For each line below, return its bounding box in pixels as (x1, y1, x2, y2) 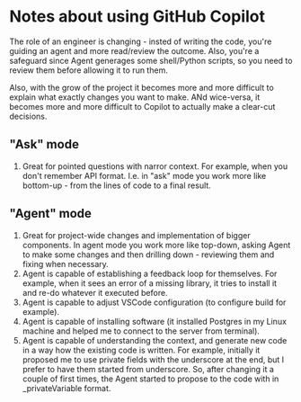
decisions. (9, 111, 48, 121)
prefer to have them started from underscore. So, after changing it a (22, 363, 274, 374)
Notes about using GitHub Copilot (9, 6, 266, 27)
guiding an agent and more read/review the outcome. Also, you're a (9, 45, 260, 56)
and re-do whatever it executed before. (22, 287, 168, 298)
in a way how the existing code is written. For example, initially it (22, 344, 261, 355)
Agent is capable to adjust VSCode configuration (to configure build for (22, 297, 287, 308)
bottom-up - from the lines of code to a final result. (22, 180, 211, 191)
